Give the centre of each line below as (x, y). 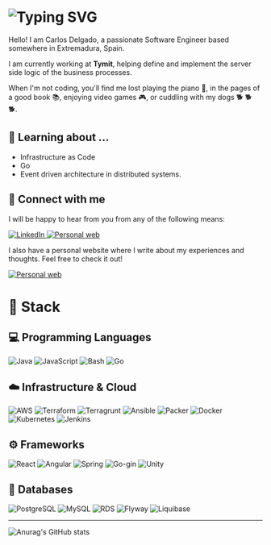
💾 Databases (41, 489)
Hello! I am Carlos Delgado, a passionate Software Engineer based (119, 40)
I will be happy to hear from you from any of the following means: (117, 218)
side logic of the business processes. (70, 72)
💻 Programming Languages (80, 337)
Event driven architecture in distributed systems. (100, 174)
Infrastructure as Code (58, 156)
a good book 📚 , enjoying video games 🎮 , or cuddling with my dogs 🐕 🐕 (130, 97)
